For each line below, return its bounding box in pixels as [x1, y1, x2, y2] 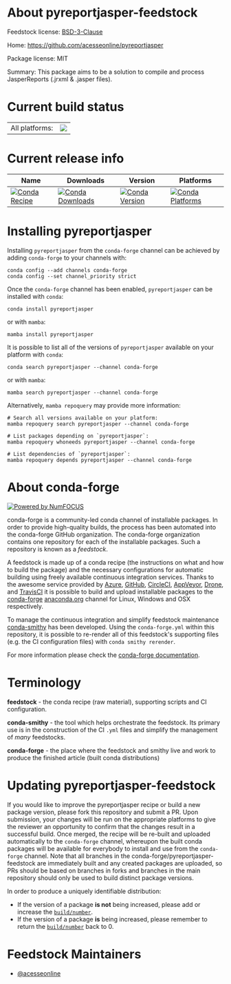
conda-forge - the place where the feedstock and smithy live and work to [7, 746, 216, 755]
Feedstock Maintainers [7, 946, 142, 962]
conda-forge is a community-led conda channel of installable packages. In [7, 515, 218, 524]
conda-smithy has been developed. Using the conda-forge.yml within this [7, 622, 215, 631]
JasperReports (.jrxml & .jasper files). [7, 74, 113, 83]
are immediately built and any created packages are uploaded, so [36, 859, 223, 867]
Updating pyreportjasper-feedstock [7, 777, 216, 793]
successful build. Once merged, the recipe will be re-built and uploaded [7, 830, 211, 838]
